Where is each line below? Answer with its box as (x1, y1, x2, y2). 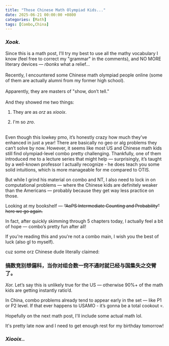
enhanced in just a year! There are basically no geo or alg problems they (5, 139, 157, 145)
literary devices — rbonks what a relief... (5, 61, 90, 67)
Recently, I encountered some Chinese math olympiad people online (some (5, 72, 163, 78)
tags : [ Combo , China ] (5, 21, 49, 27)
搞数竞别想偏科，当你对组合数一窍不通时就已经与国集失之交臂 (5, 262, 157, 269)
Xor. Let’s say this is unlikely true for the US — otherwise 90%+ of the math (5, 282, 163, 288)
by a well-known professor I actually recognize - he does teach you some (5, 161, 160, 167)
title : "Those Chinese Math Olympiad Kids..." (5, 7, 106, 13)
